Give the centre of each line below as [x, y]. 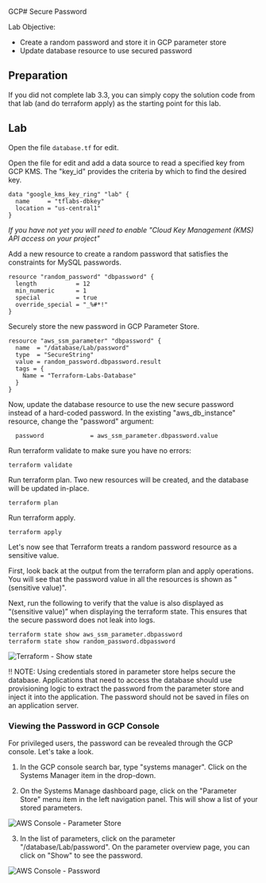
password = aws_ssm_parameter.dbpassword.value [117, 436]
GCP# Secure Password [48, 12]
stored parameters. [51, 807]
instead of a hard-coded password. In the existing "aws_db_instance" [122, 412]
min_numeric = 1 [51, 290]
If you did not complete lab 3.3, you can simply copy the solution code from [132, 95]
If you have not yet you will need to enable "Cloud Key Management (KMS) [131, 230]
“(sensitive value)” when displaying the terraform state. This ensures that [128, 611]
